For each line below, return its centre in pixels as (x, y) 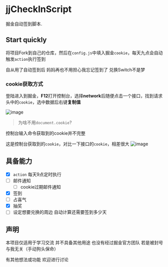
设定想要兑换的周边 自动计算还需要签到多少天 (60, 212)
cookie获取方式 (24, 84)
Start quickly (26, 40)
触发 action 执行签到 (26, 59)
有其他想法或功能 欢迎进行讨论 (37, 259)
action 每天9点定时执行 (37, 174)
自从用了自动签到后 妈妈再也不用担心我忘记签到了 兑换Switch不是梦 (75, 69)
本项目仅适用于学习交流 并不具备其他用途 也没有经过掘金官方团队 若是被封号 (85, 243)
